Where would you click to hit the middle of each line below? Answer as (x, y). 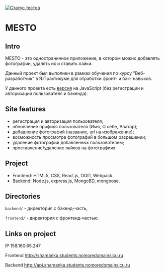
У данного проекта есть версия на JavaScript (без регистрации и (75, 88)
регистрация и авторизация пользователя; (58, 121)
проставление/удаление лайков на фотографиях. (64, 148)
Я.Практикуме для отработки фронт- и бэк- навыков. (96, 78)
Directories (23, 196)
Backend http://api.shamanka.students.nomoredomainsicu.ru (68, 265)
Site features (26, 109)
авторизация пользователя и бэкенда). (46, 93)
